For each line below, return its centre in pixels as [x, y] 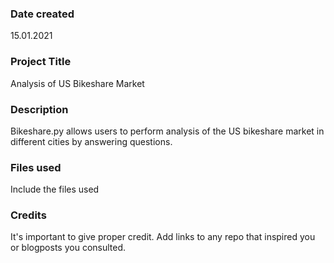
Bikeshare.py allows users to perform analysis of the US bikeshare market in [167, 131]
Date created [42, 14]
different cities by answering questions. [91, 141]
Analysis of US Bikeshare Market [77, 83]
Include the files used [55, 189]
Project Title [41, 62]
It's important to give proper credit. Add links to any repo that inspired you [163, 237]
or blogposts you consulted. [68, 248]
